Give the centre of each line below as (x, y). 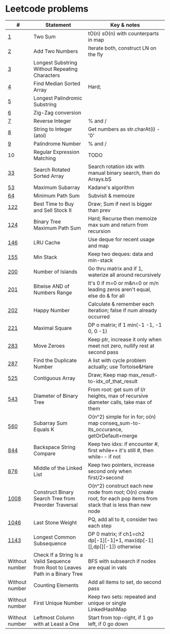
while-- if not (104, 457)
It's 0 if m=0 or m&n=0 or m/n (123, 283)
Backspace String (55, 447)
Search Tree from (54, 498)
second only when (110, 471)
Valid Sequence (52, 561)
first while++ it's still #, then (121, 450)
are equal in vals (107, 567)
